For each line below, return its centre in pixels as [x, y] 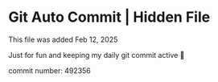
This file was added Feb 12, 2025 [63, 39]
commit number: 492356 [49, 70]
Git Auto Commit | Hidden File [109, 17]
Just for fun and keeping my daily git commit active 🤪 [97, 55]
